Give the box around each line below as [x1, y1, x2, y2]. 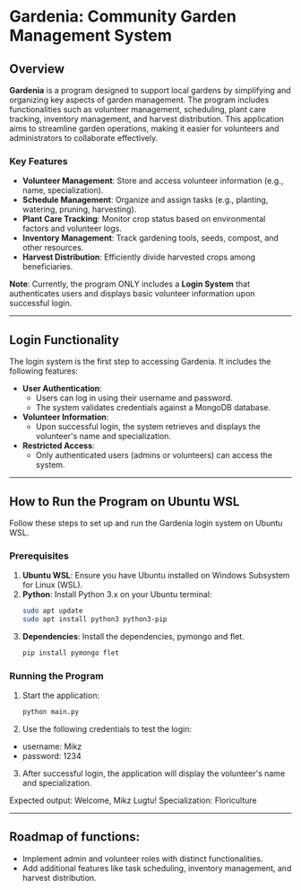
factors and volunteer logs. [21, 223, 123, 234]
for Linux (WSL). [21, 579, 83, 590]
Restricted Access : [21, 440, 96, 451]
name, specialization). [21, 185, 104, 196]
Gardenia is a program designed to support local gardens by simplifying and [9, 85, 291, 95]
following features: [9, 366, 79, 376]
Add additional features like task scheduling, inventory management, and [21, 862, 292, 873]
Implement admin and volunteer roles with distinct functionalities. [21, 853, 263, 864]
